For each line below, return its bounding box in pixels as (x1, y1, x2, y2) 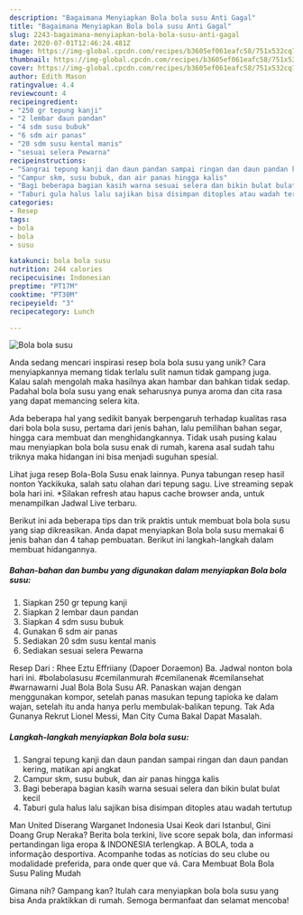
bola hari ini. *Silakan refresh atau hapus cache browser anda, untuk (9, 488, 265, 499)
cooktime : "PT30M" (9, 290, 78, 299)
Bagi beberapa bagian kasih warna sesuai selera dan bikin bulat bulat (22, 783, 280, 794)
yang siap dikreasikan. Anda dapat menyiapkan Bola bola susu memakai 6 (9, 525, 285, 536)
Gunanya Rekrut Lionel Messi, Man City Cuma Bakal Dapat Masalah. (9, 711, 262, 722)
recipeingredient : (9, 97, 78, 107)
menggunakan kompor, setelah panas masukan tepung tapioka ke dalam (9, 692, 279, 703)
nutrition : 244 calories (9, 265, 103, 274)
